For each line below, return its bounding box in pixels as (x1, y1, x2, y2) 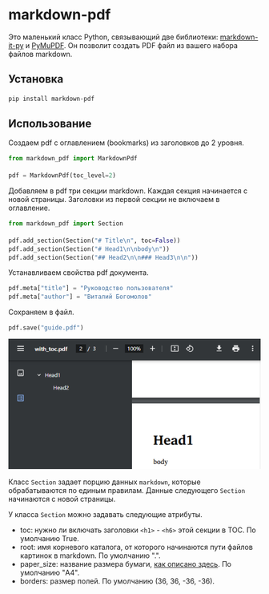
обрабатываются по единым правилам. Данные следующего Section (8, 485, 246, 495)
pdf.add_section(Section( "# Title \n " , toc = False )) (8, 236, 181, 244)
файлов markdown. (8, 49, 73, 59)
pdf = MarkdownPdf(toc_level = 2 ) (8, 172, 116, 180)
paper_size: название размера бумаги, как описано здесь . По (19, 559, 232, 568)
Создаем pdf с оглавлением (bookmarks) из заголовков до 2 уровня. (8, 138, 244, 147)
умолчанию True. (19, 533, 80, 543)
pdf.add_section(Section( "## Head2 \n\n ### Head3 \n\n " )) (8, 253, 199, 261)
